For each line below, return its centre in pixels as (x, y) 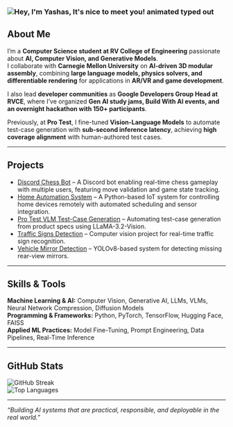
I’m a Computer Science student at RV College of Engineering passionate (114, 51)
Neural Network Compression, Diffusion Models (76, 308)
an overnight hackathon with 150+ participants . (77, 108)
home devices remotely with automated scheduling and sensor (107, 204)
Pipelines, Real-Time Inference (51, 337)
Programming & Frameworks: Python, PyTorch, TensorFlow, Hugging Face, (115, 315)
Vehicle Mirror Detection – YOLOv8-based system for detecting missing (119, 248)
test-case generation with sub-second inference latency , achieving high (112, 129)
